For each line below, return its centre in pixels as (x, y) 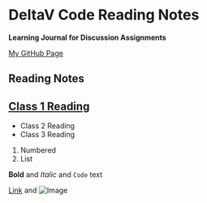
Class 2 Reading (47, 126)
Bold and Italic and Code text (56, 175)
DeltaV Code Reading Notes (104, 15)
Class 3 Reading (47, 135)
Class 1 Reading (49, 106)
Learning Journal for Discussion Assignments (87, 37)
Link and (23, 190)
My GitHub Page (36, 53)
